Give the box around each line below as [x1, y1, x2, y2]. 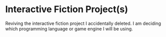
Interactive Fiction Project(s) [5, 4, 128, 15]
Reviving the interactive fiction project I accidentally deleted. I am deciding [5, 20, 161, 26]
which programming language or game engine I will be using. [5, 25, 133, 31]
